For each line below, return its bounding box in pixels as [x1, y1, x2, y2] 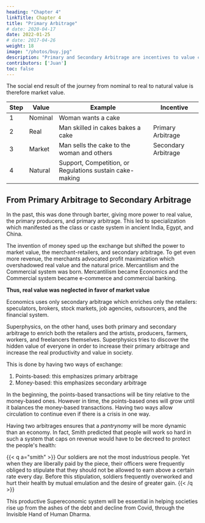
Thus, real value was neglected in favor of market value [6, 286, 150, 294]
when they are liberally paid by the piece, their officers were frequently [6, 460, 185, 467]
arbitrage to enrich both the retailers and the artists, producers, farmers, [6, 330, 188, 337]
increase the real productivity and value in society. [6, 349, 133, 356]
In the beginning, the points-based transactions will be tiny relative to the [6, 391, 190, 399]
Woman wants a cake [59, 114, 120, 122]
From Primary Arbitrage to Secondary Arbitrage [6, 195, 192, 205]
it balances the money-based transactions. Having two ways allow [6, 404, 173, 411]
